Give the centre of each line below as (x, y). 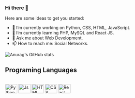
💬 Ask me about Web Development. (47, 38)
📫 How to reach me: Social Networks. (50, 44)
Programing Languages (41, 70)
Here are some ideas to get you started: (45, 18)
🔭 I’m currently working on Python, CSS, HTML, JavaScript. (71, 28)
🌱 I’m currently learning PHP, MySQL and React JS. (63, 33)
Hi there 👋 (17, 8)
